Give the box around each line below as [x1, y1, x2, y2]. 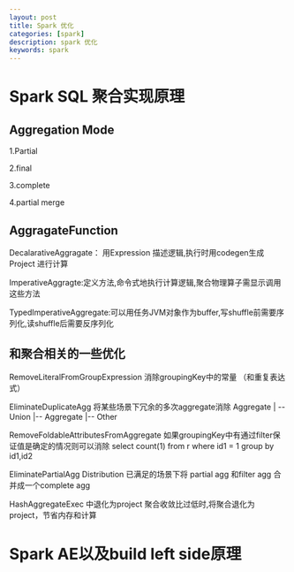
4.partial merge [9, 197, 65, 208]
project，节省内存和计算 [9, 509, 97, 520]
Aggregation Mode [9, 122, 115, 137]
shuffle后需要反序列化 [34, 317, 115, 328]
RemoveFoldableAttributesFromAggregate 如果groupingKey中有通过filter [9, 430, 274, 440]
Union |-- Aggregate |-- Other [9, 411, 117, 422]
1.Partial [9, 146, 38, 156]
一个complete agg [24, 479, 91, 491]
